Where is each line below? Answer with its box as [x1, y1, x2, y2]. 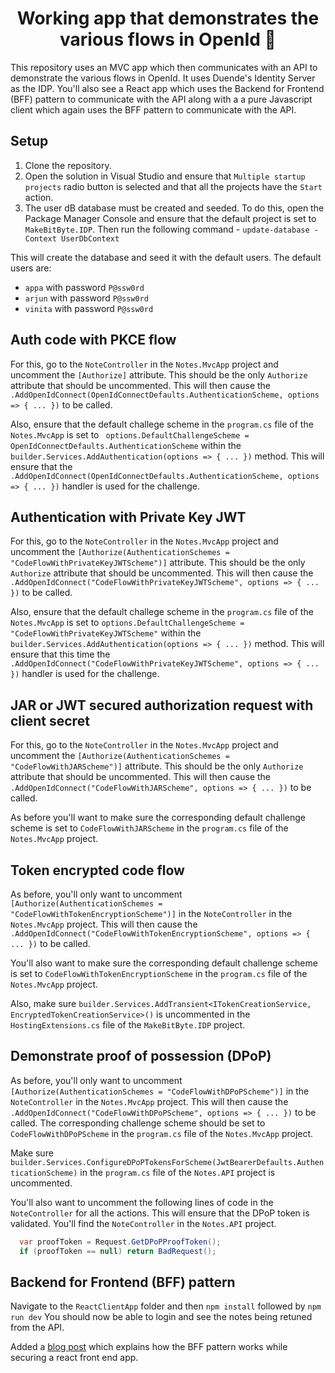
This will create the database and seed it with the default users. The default [10, 251, 322, 263]
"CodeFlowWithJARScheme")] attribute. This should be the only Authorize [10, 760, 304, 772]
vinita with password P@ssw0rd [24, 302, 154, 314]
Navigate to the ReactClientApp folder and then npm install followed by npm [10, 1300, 322, 1312]
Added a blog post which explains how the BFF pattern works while [10, 1341, 288, 1353]
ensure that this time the [10, 648, 111, 661]
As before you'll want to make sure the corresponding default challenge [10, 812, 306, 824]
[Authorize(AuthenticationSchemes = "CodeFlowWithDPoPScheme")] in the [10, 1085, 310, 1097]
